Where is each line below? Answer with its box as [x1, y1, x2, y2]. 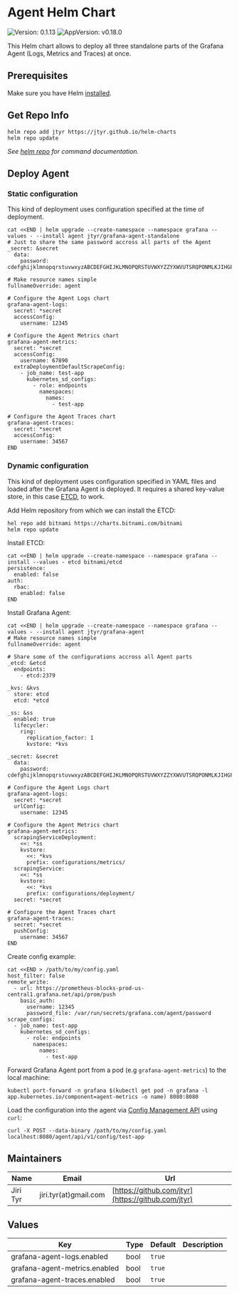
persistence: [7, 564, 46, 572]
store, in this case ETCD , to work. [7, 492, 105, 500]
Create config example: [7, 952, 76, 961]
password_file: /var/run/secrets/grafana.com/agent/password [26, 1009, 212, 1016]
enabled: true [14, 715, 55, 722]
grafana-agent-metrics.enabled [11, 1263, 119, 1273]
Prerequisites [7, 70, 68, 82]
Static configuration [7, 189, 78, 199]
